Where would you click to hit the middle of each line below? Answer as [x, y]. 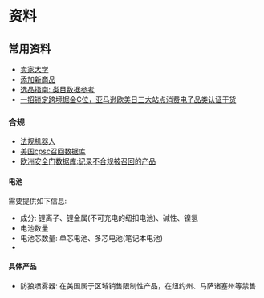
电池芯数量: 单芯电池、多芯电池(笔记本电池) [91, 238]
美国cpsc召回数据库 [53, 151]
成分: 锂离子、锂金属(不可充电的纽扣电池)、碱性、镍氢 [109, 218]
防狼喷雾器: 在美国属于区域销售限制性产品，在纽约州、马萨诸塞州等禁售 [138, 285]
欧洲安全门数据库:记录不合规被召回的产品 [88, 161]
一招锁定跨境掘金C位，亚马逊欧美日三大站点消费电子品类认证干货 [128, 100]
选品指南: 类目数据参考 [57, 90]
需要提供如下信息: [38, 201]
